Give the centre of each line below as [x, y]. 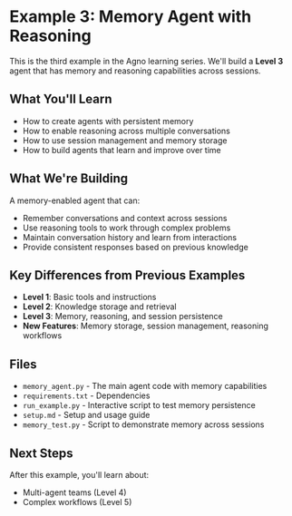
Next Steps [41, 453]
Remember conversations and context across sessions [125, 218]
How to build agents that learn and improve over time [122, 150]
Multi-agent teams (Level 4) [74, 492]
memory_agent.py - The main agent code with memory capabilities [145, 386]
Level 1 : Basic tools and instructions [89, 297]
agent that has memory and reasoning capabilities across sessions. [135, 71]
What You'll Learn [61, 99]
